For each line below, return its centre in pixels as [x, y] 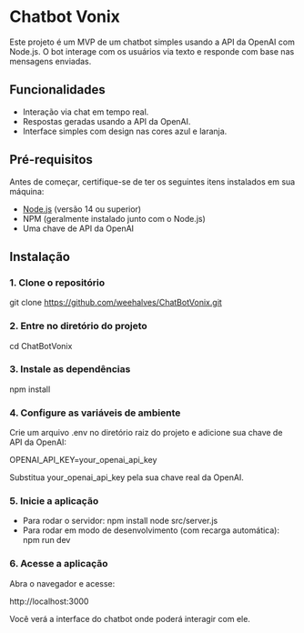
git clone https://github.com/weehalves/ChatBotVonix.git [116, 303]
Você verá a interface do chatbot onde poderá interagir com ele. [130, 618]
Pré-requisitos [51, 160]
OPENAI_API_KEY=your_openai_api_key [83, 460]
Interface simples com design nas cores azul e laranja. [125, 131]
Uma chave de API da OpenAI [78, 228]
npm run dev [46, 540]
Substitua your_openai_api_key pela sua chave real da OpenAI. [127, 477]
